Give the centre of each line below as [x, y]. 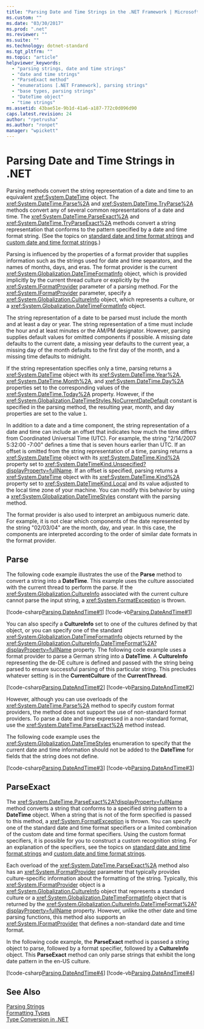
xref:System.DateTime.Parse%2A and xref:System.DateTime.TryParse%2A [100, 203]
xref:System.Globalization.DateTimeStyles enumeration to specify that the [99, 743]
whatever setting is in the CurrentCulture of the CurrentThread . [87, 675]
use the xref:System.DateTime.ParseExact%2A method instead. [86, 725]
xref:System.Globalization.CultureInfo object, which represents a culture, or [100, 299]
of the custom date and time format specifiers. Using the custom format [96, 834]
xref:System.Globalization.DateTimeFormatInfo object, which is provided [97, 273]
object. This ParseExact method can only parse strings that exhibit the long [101, 954]
